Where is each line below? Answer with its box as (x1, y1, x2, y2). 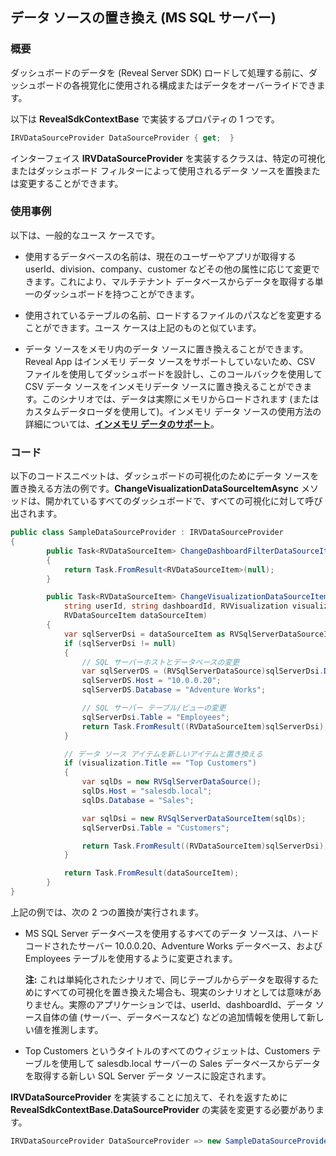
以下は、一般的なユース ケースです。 (10, 229, 161, 241)
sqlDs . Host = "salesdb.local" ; (81, 786, 213, 797)
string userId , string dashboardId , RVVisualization (63, 601, 288, 612)
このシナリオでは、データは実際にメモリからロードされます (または (41, 393, 320, 405)
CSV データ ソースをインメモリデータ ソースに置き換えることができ (24, 380, 304, 392)
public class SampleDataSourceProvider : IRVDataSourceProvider (10, 528, 284, 538)
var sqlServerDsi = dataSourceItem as (63, 629, 226, 639)
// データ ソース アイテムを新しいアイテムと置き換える (63, 749, 263, 759)
